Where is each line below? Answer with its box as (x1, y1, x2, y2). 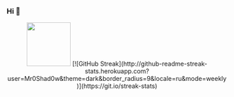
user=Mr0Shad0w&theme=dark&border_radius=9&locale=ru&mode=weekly (7, 75, 227, 83)
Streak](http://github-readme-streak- (99, 59, 207, 68)
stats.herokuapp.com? (84, 67, 150, 75)
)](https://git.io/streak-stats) (76, 82, 158, 90)
